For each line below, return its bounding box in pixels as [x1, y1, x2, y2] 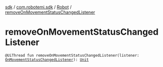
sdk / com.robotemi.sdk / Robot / [5, 4, 72, 10]
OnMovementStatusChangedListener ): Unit [5, 57, 89, 62]
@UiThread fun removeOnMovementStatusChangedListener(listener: [5, 53, 139, 58]
